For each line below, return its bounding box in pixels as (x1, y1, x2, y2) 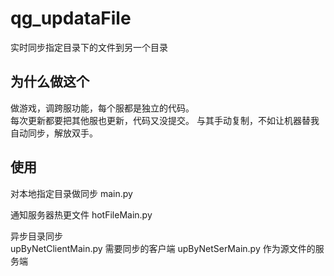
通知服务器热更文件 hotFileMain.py (10, 208, 153, 221)
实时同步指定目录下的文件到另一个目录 (10, 41, 168, 53)
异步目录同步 (10, 230, 63, 242)
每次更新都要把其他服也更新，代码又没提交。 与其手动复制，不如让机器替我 (10, 114, 320, 126)
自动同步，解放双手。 (10, 127, 98, 139)
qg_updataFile (10, 7, 132, 30)
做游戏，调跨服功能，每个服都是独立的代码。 (10, 102, 195, 114)
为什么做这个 (10, 73, 90, 91)
